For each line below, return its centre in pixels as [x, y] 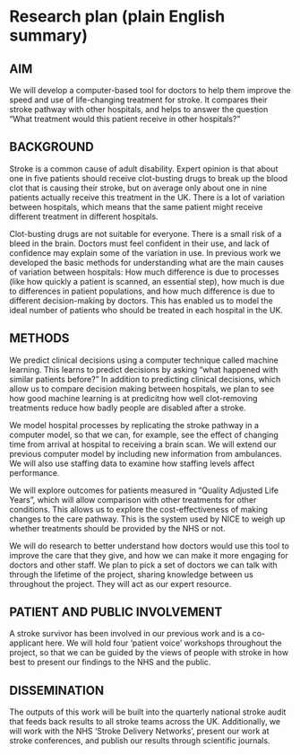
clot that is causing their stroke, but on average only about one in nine [138, 188]
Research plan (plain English [117, 17]
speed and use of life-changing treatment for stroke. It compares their [138, 100]
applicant [26, 643]
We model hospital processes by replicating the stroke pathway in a [134, 425]
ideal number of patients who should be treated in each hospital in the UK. [146, 310]
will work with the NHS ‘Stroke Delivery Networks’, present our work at [139, 731]
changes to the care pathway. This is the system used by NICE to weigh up [147, 519]
